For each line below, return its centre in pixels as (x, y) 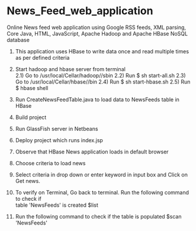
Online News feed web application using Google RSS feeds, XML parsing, (96, 27)
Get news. (28, 181)
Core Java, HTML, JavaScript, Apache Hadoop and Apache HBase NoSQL (97, 33)
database (18, 40)
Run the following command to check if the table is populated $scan (98, 216)
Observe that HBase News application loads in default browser (92, 152)
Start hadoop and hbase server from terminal (70, 69)
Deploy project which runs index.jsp (59, 140)
